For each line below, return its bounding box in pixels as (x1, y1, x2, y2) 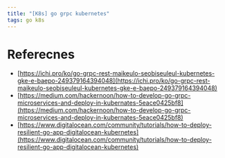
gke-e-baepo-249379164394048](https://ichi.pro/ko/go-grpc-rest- (17, 77, 210, 85)
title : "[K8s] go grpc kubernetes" (7, 10, 110, 17)
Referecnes (7, 46, 75, 62)
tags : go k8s (7, 17, 45, 24)
